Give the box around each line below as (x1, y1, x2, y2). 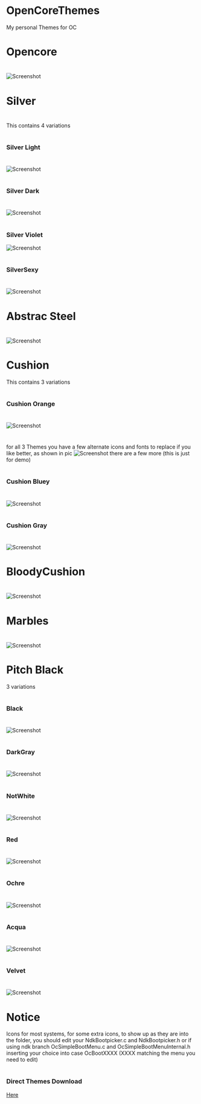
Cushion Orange (6, 400, 56, 408)
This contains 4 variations (6, 122, 71, 129)
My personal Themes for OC (6, 24, 77, 31)
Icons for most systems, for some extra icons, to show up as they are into (6, 1030, 189, 1037)
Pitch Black (6, 663, 64, 677)
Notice (6, 1010, 40, 1024)
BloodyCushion (6, 565, 86, 579)
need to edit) (6, 1056, 38, 1063)
